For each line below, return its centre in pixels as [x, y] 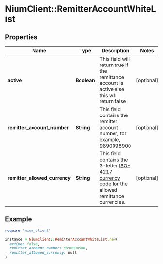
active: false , [25, 244]
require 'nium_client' [28, 231]
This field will [114, 59]
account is [111, 83]
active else [112, 89]
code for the [113, 184]
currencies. [112, 202]
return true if [114, 65]
